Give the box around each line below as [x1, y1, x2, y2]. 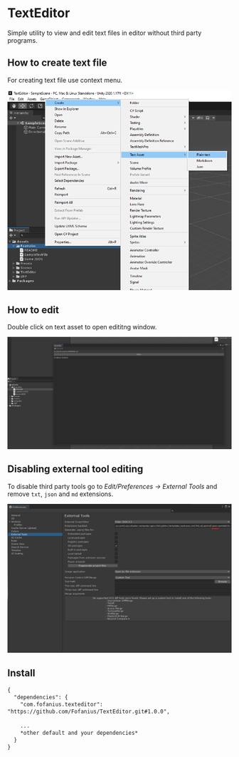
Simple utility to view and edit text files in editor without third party [7, 29, 202, 37]
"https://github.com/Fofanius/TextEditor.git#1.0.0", [7, 708, 171, 716]
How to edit [7, 304, 59, 316]
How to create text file [7, 57, 107, 69]
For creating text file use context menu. [7, 76, 123, 84]
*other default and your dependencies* [20, 729, 139, 737]
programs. [7, 36, 38, 44]
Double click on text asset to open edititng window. [7, 323, 157, 331]
